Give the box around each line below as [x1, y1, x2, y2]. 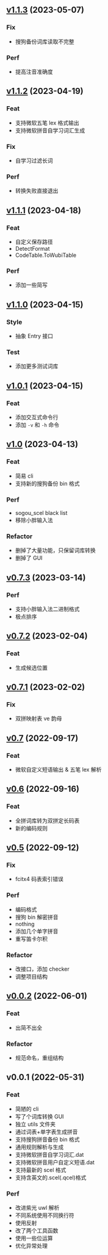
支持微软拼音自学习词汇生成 [15, 126, 85, 134]
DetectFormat [15, 245, 50, 252]
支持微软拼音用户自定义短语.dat [15, 1159, 95, 1166]
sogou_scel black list [15, 509, 68, 516]
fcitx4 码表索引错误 [15, 876, 64, 883]
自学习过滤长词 [15, 157, 53, 164]
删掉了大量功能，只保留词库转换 [15, 547, 96, 554]
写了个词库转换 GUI [15, 1113, 64, 1120]
